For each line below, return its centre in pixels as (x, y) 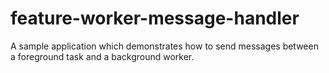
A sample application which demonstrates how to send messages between (164, 46)
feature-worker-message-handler (155, 18)
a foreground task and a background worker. (102, 56)
